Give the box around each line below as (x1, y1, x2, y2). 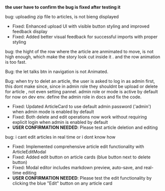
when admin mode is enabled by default (12, 109, 94, 115)
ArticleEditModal (12, 149, 46, 154)
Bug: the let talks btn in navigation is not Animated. (5, 69, 109, 75)
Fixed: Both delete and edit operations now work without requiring (12, 114, 147, 120)
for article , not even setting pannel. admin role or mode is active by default (5, 89, 158, 94)
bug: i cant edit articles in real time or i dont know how (5, 134, 116, 140)
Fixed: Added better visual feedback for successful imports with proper (12, 34, 158, 39)
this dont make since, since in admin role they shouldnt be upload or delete (5, 83, 158, 89)
